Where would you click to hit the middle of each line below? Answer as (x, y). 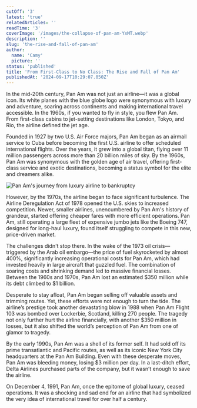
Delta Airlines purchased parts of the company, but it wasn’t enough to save (98, 369)
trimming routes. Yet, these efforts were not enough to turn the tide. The (94, 301)
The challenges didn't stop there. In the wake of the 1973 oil (79, 246)
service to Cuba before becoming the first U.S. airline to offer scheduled (94, 143)
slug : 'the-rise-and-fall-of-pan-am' (52, 45)
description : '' (26, 39)
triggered (17, 252)
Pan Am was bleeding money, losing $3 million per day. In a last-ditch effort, (98, 363)
